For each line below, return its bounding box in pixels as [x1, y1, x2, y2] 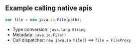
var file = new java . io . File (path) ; [5, 17, 82, 22]
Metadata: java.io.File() [12, 31, 67, 37]
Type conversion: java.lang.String [12, 26, 86, 32]
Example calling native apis [5, 4, 93, 12]
